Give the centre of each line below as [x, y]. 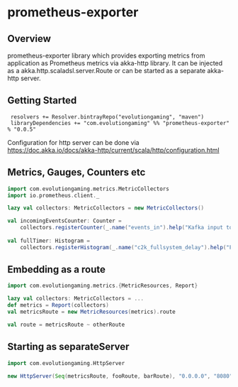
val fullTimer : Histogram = [49, 241]
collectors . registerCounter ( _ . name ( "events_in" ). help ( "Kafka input [121, 228]
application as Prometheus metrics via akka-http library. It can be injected [115, 63]
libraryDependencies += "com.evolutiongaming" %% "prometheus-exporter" [120, 123]
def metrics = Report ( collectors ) [58, 305]
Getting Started [42, 100]
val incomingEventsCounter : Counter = [64, 221]
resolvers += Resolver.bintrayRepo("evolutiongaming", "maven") [107, 117]
